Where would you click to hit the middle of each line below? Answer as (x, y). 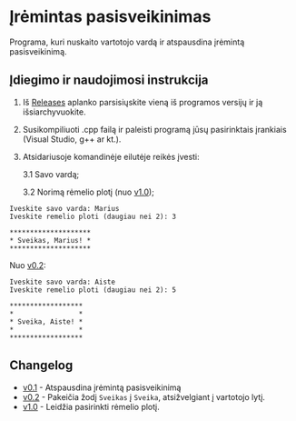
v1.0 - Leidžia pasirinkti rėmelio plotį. (91, 406)
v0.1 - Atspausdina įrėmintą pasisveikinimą (102, 387)
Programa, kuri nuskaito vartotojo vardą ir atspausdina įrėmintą (127, 42)
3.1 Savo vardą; (51, 174)
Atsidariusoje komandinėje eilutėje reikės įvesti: (111, 156)
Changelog (41, 366)
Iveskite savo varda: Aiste (63, 282)
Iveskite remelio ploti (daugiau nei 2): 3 (93, 216)
